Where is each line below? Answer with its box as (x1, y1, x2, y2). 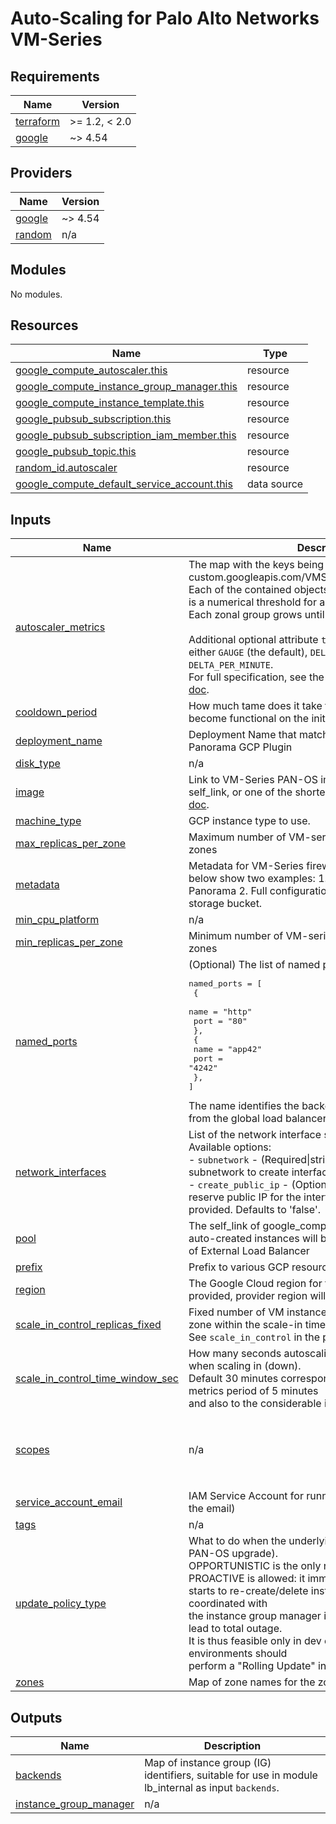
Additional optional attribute (188, 633, 319, 647)
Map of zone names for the (188, 1675, 316, 1689)
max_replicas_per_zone (15, 837, 127, 851)
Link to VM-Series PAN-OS (188, 773, 318, 787)
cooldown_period (15, 705, 98, 719)
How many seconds (188, 1347, 282, 1361)
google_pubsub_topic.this (15, 445, 137, 459)
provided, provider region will (188, 1289, 327, 1303)
